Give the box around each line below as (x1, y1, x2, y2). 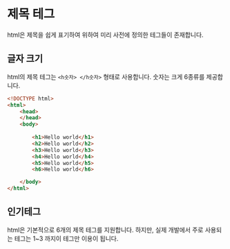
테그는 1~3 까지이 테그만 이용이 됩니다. (14, 234, 119, 243)
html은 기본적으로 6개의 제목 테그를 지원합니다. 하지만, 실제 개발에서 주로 (7, 225, 204, 234)
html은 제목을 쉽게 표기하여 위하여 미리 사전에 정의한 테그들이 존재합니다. (7, 31, 204, 39)
